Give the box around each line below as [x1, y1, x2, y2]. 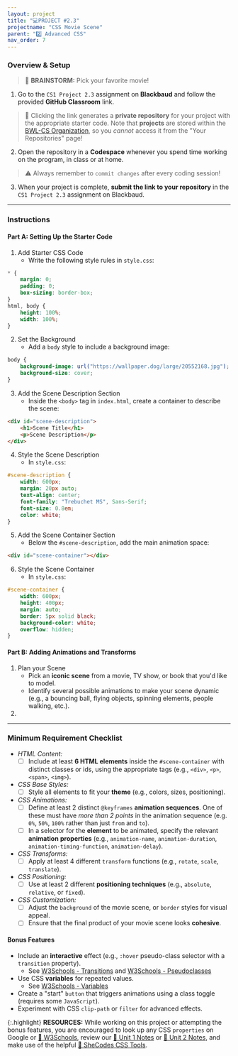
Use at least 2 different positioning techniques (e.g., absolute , [28, 880, 212, 888]
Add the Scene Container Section [17, 530, 115, 540]
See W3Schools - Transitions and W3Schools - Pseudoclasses [28, 967, 212, 975]
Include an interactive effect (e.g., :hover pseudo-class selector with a [17, 951, 225, 959]
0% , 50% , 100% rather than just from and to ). [28, 818, 150, 827]
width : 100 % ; [20, 315, 59, 323]
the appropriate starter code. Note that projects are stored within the [24, 119, 227, 128]
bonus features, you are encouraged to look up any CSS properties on [7, 1025, 214, 1034]
